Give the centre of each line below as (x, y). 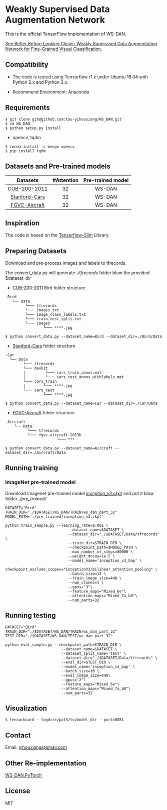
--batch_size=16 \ (80, 671)
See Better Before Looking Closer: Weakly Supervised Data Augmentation (81, 43)
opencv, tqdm (26, 137)
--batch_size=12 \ (87, 573)
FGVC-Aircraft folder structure (43, 413)
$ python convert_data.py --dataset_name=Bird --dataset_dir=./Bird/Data (84, 336)
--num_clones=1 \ (86, 583)
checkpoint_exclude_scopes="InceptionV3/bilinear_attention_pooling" (79, 569)
